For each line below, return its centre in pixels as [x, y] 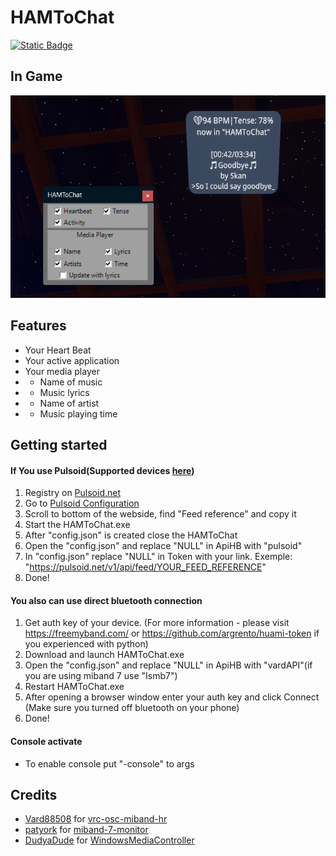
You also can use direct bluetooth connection [106, 600]
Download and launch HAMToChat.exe [104, 655]
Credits [34, 795]
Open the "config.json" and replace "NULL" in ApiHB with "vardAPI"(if [168, 665]
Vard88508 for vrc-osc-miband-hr [96, 819]
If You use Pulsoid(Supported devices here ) [102, 470]
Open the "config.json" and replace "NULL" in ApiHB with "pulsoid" [163, 546]
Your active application [72, 360]
